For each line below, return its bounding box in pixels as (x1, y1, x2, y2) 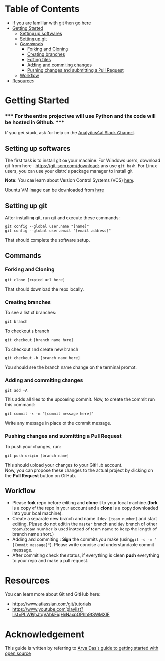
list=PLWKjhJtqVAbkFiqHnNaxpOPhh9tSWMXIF (12, 612, 110, 617)
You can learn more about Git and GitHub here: (5, 591, 100, 597)
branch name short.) (12, 531, 54, 537)
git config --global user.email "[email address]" (5, 228, 111, 233)
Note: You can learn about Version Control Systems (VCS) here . (5, 177, 134, 183)
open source (5, 650, 31, 656)
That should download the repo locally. (5, 286, 84, 292)
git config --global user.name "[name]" (5, 224, 90, 229)
